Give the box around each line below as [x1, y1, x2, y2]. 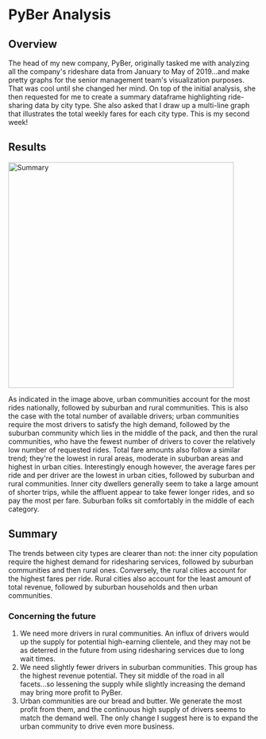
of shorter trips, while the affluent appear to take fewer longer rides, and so [8, 487, 255, 496]
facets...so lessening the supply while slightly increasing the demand [19, 679, 246, 689]
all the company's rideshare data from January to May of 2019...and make [8, 67, 250, 76]
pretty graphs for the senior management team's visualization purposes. [8, 76, 245, 84]
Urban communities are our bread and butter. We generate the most [19, 696, 242, 706]
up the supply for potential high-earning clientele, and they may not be [19, 636, 252, 646]
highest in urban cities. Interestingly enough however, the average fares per [8, 461, 256, 471]
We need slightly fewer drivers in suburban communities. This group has [19, 662, 258, 671]
